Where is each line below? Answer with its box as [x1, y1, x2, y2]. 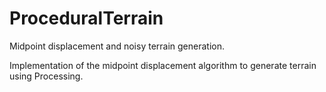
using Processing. [9, 70, 84, 82]
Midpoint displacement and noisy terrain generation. [9, 40, 226, 52]
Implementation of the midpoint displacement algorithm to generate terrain [9, 59, 317, 71]
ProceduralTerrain [9, 7, 164, 30]
